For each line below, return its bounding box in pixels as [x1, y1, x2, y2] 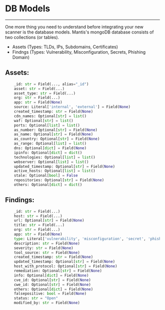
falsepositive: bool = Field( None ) [14, 291, 87, 296]
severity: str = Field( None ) [14, 246, 74, 250]
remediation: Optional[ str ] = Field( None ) [14, 269, 102, 274]
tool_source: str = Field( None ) [14, 250, 80, 255]
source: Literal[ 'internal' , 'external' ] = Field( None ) [14, 104, 131, 110]
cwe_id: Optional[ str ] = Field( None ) [14, 282, 91, 287]
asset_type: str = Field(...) [14, 91, 76, 96]
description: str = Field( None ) [14, 241, 80, 246]
